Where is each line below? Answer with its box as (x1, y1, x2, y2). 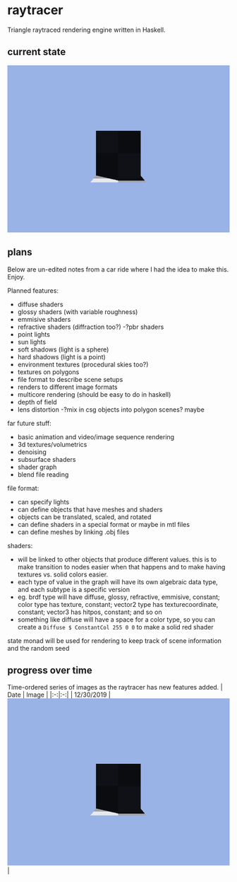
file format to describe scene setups (17, 375, 123, 383)
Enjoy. (7, 272, 25, 281)
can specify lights (17, 497, 69, 506)
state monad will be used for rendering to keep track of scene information (7, 636, 222, 645)
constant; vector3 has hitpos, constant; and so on (17, 608, 162, 616)
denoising (17, 448, 47, 456)
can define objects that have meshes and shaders (17, 505, 163, 513)
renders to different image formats (17, 383, 118, 391)
